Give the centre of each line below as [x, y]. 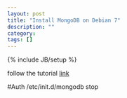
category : [22, 33]
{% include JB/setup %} [42, 59]
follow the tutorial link [38, 73]
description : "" [31, 27]
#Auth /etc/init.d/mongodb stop [53, 87]
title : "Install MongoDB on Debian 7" [64, 20]
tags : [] [20, 40]
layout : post [26, 14]
